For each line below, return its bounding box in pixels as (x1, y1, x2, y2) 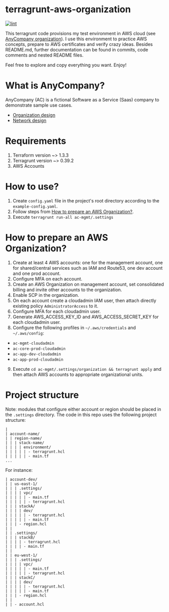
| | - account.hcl (5, 602, 44, 607)
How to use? (5, 181, 59, 192)
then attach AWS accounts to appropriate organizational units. (12, 371, 144, 377)
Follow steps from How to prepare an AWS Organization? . (12, 208, 134, 215)
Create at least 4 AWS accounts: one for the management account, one (12, 259, 163, 266)
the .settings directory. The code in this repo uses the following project (5, 412, 157, 418)
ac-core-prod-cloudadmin (12, 346, 66, 351)
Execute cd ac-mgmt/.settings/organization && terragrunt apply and (12, 366, 162, 372)
